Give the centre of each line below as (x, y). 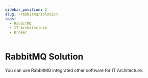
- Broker (18, 32)
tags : (11, 19)
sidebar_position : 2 (26, 10)
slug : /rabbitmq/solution (31, 14)
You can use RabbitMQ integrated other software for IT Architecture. (74, 70)
